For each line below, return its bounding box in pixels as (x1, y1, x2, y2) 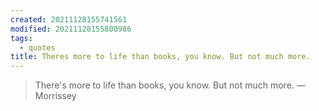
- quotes (19, 42, 56, 53)
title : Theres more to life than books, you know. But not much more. (10, 52, 311, 62)
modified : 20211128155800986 (10, 24, 132, 34)
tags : (10, 33, 33, 43)
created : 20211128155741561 (10, 14, 128, 25)
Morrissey (34, 90, 77, 102)
